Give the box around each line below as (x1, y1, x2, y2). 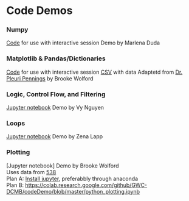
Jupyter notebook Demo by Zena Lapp (6, 133, 103, 140)
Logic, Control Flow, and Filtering (6, 90, 106, 98)
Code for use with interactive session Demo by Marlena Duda (6, 39, 160, 46)
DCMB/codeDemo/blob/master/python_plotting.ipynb (6, 188, 140, 195)
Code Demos (6, 4, 73, 18)
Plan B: (6, 181, 24, 189)
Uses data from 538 (6, 168, 57, 175)
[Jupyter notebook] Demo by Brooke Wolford (6, 162, 119, 169)
